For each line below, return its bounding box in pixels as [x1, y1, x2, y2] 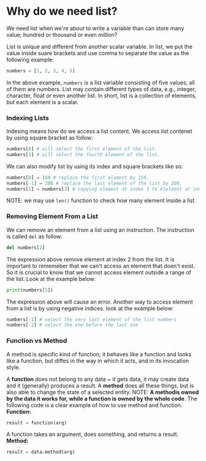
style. [6, 363, 20, 371]
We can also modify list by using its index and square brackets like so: [6, 162, 183, 170]
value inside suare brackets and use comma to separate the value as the [6, 49, 189, 56]
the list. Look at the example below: [6, 275, 96, 282]
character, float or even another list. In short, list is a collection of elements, [6, 92, 197, 99]
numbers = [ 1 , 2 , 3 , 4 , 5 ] [6, 67, 75, 74]
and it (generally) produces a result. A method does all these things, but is [6, 381, 194, 389]
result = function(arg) [6, 419, 67, 426]
